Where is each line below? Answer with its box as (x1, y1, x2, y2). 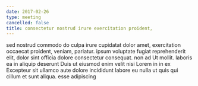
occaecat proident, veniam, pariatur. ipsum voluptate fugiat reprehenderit (6, 48, 186, 55)
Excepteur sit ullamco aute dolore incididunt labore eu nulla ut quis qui (6, 66, 178, 74)
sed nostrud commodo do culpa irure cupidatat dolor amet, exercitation (6, 42, 181, 49)
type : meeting (6, 14, 42, 20)
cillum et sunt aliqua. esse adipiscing (6, 73, 96, 80)
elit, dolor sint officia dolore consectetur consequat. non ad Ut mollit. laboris (6, 54, 193, 61)
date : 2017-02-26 (6, 8, 49, 15)
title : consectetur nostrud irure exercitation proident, (6, 25, 153, 31)
